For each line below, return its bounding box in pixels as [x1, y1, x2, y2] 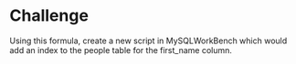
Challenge [9, 5, 90, 26]
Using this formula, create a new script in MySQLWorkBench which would [9, 35, 288, 46]
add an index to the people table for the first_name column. [9, 44, 233, 55]
